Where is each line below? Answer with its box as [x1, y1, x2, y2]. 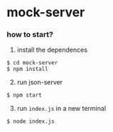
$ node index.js [6, 118, 55, 125]
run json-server [16, 78, 63, 87]
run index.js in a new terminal [16, 104, 107, 113]
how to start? [6, 30, 54, 40]
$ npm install [6, 65, 49, 73]
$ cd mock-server [6, 60, 58, 67]
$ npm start [6, 92, 42, 99]
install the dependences [16, 45, 88, 54]
